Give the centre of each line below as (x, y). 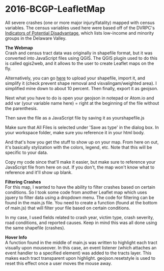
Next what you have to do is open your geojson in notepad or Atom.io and (80, 98)
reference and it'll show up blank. (39, 172)
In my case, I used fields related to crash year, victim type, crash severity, (80, 217)
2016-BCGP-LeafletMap (55, 9)
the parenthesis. (22, 108)
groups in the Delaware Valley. (36, 38)
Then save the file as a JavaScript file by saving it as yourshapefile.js (75, 118)
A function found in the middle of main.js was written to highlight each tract (81, 242)
